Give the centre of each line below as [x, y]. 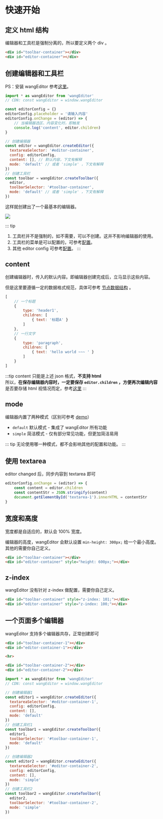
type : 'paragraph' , [43, 343]
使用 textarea [26, 461]
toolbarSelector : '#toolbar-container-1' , [54, 739]
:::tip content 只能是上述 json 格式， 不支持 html [53, 376]
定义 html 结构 [27, 30]
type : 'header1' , [41, 311]
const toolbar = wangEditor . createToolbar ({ [52, 178]
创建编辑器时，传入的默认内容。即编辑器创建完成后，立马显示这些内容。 [79, 277]
